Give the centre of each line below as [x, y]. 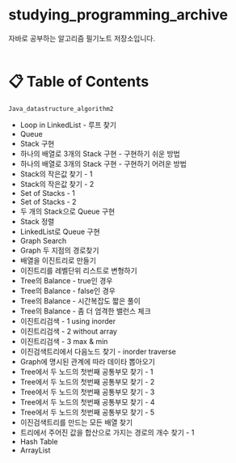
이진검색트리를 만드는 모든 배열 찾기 [76, 422]
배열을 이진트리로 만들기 [58, 260]
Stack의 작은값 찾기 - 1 [56, 174]
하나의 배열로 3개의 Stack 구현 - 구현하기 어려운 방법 [103, 164]
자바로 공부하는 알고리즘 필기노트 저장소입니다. [82, 38]
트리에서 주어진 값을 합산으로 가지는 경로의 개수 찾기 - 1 [107, 432]
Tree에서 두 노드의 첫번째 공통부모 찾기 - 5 [87, 412]
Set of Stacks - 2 [48, 202]
